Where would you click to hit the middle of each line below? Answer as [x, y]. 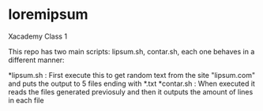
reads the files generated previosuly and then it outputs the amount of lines [131, 91]
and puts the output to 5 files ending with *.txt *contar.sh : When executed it [131, 83]
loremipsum [48, 15]
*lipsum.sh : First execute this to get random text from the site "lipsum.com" [131, 75]
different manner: [36, 60]
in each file [26, 100]
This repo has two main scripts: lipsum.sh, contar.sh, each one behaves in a [131, 51]
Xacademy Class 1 [38, 36]
